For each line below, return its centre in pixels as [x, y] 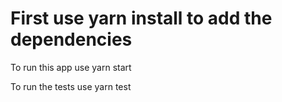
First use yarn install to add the [141, 18]
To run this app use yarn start [71, 67]
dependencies [71, 39]
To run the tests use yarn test [71, 86]
